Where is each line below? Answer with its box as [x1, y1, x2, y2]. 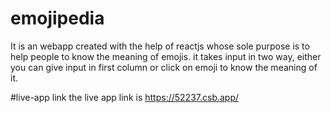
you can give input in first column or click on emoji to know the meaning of [10, 61, 318, 73]
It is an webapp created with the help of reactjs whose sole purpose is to [10, 40, 310, 52]
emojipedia [10, 7, 105, 30]
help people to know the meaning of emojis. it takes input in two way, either [10, 50, 322, 62]
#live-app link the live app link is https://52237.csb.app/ [10, 91, 240, 103]
